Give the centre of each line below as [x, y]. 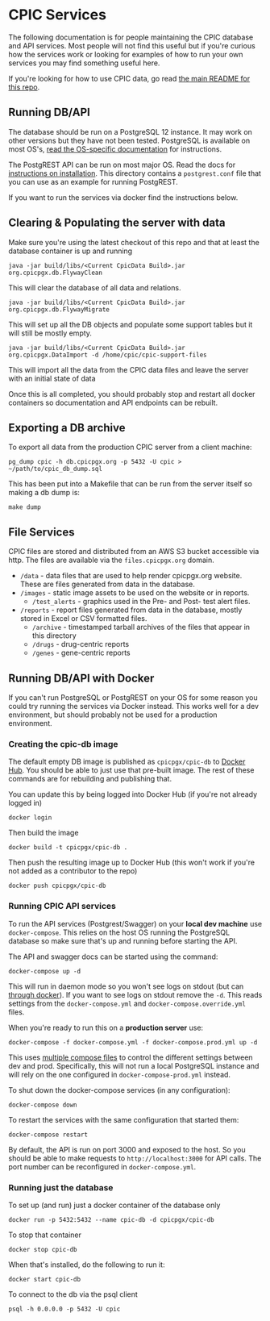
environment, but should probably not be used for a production [113, 715]
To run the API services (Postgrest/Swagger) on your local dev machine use [135, 923]
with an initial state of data [52, 378]
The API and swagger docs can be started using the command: [113, 956]
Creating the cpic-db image [63, 744]
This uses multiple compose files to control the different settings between [131, 1057]
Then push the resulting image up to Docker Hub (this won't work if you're [132, 863]
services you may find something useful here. [84, 63]
